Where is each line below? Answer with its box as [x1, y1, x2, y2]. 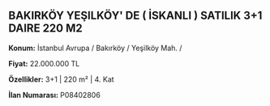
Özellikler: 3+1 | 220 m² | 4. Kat [8, 74, 115, 84]
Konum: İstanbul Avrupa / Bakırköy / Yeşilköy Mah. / [8, 43, 182, 53]
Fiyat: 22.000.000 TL [8, 58, 80, 68]
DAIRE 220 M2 [8, 22, 83, 36]
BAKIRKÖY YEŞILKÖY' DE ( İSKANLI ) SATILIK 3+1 [8, 9, 263, 23]
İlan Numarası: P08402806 [8, 90, 101, 100]
